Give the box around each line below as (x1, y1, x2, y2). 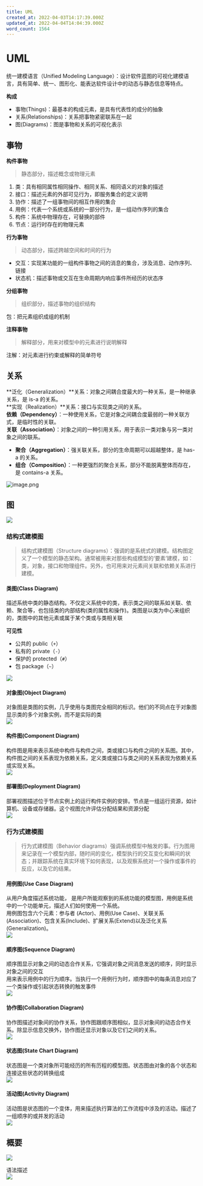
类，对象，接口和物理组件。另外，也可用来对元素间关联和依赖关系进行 (21, 562, 196, 569)
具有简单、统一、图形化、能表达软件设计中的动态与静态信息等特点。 (16, 80, 186, 88)
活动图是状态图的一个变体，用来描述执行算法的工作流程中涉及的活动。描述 (6, 1105, 192, 1112)
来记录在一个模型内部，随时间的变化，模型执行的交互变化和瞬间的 (21, 850, 185, 857)
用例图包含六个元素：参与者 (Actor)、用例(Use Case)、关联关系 (6, 910, 164, 917)
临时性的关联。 (22, 418, 59, 425)
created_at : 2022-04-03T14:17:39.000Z (6, 15, 104, 21)
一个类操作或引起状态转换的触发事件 (6, 983, 97, 990)
